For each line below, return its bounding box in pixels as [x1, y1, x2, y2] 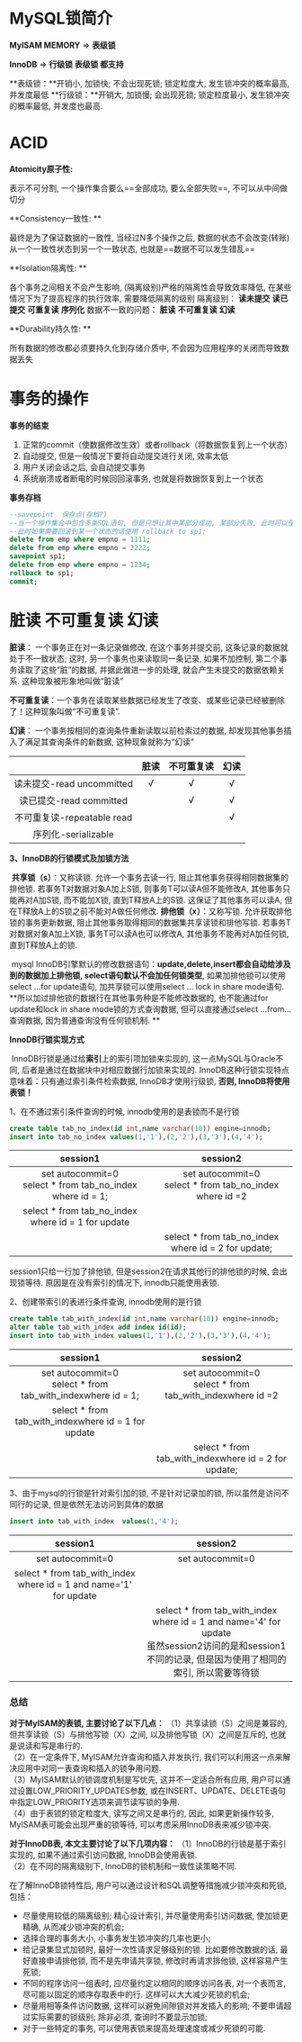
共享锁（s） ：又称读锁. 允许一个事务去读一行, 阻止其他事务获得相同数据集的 [11, 872, 289, 882]
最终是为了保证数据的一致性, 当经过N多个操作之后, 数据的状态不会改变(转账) [9, 231, 290, 243]
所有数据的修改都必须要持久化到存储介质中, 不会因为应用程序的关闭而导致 [9, 342, 281, 353]
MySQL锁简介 [9, 8, 113, 29]
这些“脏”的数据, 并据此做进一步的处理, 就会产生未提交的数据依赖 [40, 664, 278, 675]
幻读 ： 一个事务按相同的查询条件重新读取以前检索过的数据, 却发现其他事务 [9, 725, 284, 736]
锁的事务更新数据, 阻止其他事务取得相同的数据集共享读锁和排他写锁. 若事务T [9, 917, 291, 927]
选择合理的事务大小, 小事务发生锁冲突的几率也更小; [22, 1933, 211, 1944]
